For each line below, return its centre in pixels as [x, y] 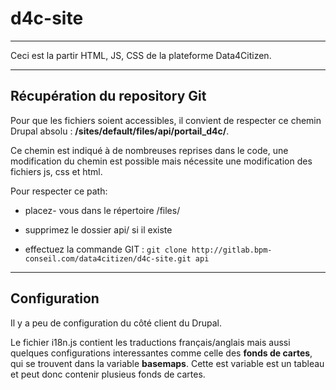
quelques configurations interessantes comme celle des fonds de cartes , [161, 353]
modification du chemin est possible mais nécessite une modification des [161, 161]
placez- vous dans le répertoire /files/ [102, 210]
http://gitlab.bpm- [232, 250]
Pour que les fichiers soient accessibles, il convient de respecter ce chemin [166, 120]
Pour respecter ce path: [59, 191]
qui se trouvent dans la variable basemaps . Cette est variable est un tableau [167, 363]
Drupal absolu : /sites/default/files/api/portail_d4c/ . [120, 131]
